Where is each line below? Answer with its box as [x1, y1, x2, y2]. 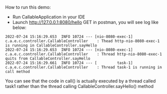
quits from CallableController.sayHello [5, 56, 91, 61]
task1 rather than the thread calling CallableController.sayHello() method [5, 83, 154, 89]
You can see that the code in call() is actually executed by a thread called [5, 78, 156, 84]
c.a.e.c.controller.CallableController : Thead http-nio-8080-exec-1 [5, 38, 160, 43]
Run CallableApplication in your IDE [12, 14, 85, 19]
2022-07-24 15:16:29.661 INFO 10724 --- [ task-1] [5, 60, 133, 65]
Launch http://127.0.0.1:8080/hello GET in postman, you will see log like [12, 19, 159, 25]
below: [12, 24, 26, 30]
